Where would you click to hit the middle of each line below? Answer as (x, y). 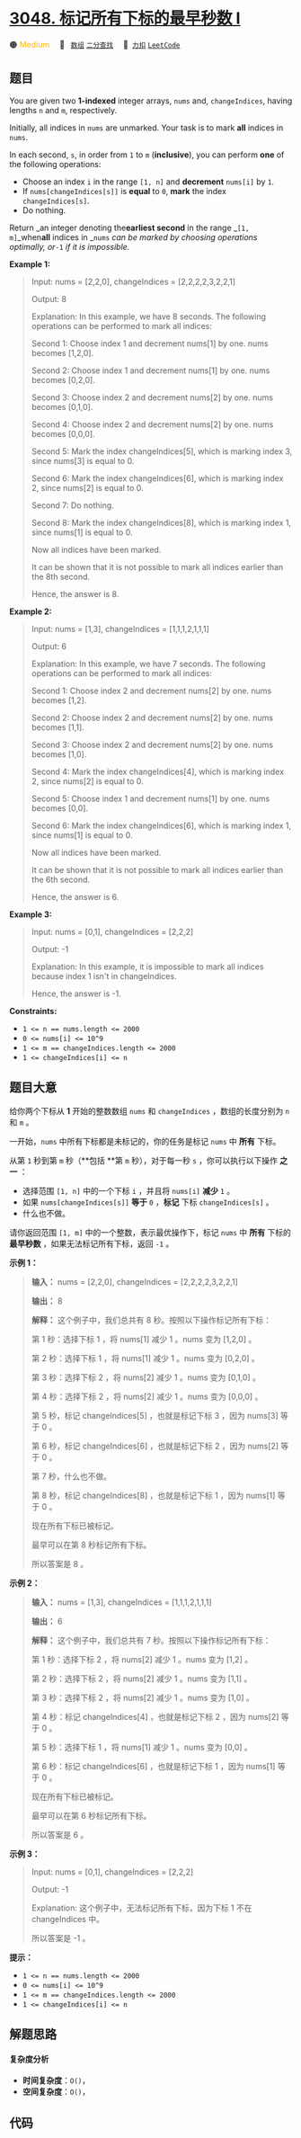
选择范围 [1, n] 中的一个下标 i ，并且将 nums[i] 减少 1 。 (128, 1190)
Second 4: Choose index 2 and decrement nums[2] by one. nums (152, 424)
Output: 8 (49, 298)
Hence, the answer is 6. (75, 896)
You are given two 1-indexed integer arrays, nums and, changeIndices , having (151, 101)
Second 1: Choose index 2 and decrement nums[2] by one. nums (151, 690)
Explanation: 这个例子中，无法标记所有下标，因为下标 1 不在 (142, 1908)
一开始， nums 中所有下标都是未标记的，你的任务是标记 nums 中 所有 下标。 (145, 1141)
